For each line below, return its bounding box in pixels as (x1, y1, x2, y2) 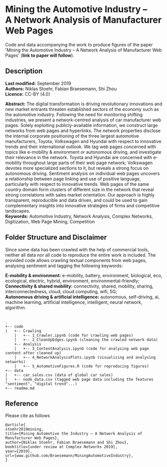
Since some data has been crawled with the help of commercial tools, (5, 246, 149, 252)
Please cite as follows (5, 413, 50, 419)
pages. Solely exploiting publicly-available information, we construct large (5, 122, 158, 128)
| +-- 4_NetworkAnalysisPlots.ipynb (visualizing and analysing (14, 355, 156, 360)
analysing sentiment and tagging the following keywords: (5, 262, 123, 269)
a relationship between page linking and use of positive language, (5, 175, 141, 182)
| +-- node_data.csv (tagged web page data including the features (5, 377, 154, 382)
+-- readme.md (5, 385, 35, 391)
